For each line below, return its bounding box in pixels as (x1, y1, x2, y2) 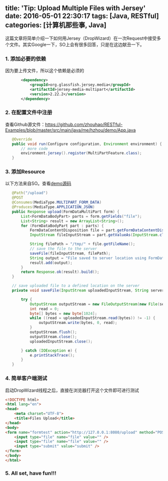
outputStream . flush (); (29, 330, 77, 335)
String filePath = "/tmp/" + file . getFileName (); (29, 242, 135, 247)
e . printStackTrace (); (29, 353, 75, 358)
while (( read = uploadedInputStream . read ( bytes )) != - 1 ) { (29, 315, 155, 320)
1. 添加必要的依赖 (5, 55, 46, 62)
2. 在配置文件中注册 (5, 109, 52, 116)
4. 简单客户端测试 (5, 375, 47, 382)
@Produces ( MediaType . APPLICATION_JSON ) (11, 205, 95, 210)
